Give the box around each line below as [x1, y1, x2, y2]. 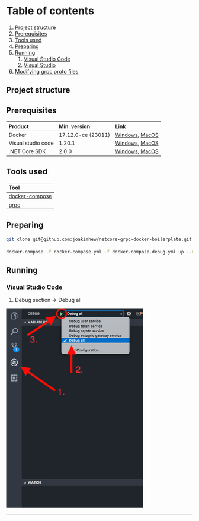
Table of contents [6, 4, 95, 18]
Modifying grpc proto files [14, 68, 79, 75]
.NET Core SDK [8, 148, 46, 155]
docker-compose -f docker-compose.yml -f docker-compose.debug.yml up [6, 249, 184, 255]
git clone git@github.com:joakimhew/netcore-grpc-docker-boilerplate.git [6, 236, 192, 243]
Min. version [59, 123, 91, 130]
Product [8, 123, 29, 130]
